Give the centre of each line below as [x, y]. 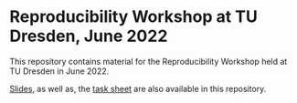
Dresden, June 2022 [89, 36]
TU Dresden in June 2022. [59, 71]
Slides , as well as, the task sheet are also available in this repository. [138, 88]
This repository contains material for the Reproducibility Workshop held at [148, 61]
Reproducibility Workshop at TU [133, 17]
